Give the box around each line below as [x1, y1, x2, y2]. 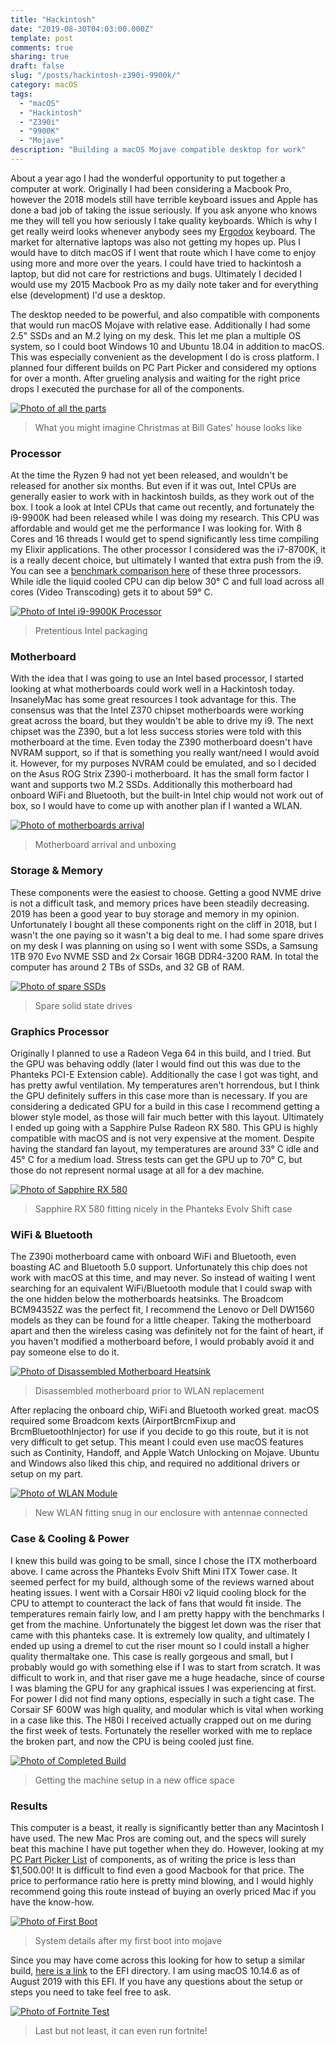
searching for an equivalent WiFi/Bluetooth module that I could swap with [10, 1282, 313, 1295]
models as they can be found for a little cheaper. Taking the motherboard [10, 1314, 312, 1326]
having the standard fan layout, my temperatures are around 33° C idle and [10, 1143, 320, 1155]
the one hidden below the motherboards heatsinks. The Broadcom [10, 1293, 284, 1305]
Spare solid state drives [34, 999, 133, 1011]
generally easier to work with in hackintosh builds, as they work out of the [10, 491, 315, 503]
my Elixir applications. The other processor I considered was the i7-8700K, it [10, 544, 326, 556]
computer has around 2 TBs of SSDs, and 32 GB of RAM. [10, 961, 245, 973]
